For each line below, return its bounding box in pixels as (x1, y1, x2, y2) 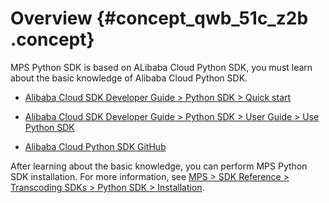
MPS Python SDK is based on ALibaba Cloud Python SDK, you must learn (10, 61, 313, 73)
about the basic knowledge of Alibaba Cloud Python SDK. (10, 72, 248, 84)
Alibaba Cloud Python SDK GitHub (24, 140, 167, 152)
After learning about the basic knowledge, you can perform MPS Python (10, 160, 308, 172)
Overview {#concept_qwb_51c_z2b (10, 7, 309, 30)
